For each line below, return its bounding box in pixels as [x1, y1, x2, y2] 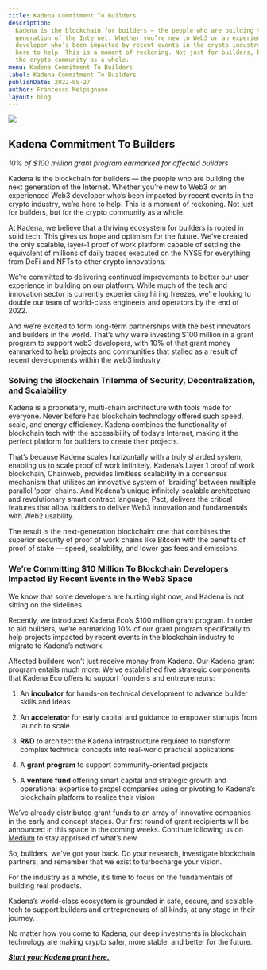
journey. [8, 913, 35, 922]
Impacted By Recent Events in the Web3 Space [8, 573, 193, 584]
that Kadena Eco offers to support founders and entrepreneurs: [8, 673, 215, 682]
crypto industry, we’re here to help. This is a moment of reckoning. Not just [8, 200, 253, 209]
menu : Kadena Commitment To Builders [8, 64, 133, 72]
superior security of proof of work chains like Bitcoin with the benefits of [8, 535, 246, 545]
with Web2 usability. [8, 511, 75, 521]
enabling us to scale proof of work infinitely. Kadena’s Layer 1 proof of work [8, 460, 256, 470]
